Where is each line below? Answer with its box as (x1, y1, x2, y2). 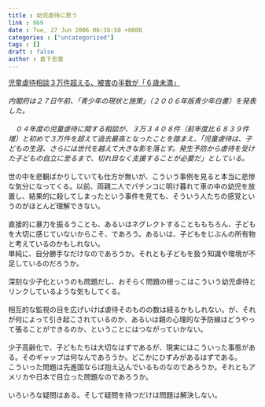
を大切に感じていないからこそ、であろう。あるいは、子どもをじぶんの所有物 (8, 229, 256, 238)
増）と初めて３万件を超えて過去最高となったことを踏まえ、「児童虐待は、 (8, 134, 245, 143)
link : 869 (8, 19, 44, 27)
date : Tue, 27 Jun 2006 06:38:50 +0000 (8, 26, 143, 34)
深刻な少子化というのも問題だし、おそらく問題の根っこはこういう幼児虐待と (8, 277, 256, 286)
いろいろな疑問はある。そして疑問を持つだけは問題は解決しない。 (8, 390, 222, 399)
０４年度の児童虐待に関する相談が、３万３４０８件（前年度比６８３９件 (14, 123, 249, 134)
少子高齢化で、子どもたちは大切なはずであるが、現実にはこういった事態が (8, 343, 249, 352)
